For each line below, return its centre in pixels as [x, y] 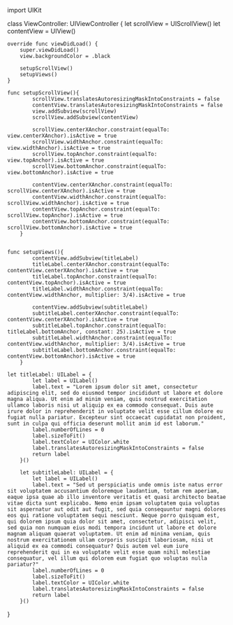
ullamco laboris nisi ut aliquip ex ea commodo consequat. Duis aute [111, 405]
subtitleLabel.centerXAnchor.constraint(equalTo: [106, 314]
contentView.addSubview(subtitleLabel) [90, 307]
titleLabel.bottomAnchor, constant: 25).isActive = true [92, 332]
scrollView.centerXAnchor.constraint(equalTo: [101, 129]
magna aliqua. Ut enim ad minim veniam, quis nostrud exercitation [107, 399]
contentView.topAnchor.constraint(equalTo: [96, 209]
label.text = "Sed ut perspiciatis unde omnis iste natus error [128, 485]
